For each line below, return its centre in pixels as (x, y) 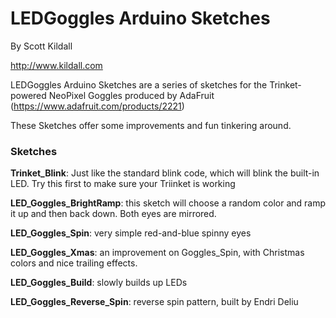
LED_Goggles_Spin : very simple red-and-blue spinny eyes (131, 233)
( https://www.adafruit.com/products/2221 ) (97, 106)
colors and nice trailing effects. (74, 263)
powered (28, 95)
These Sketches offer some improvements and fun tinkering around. (151, 125)
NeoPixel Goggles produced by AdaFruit (131, 95)
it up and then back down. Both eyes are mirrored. (113, 214)
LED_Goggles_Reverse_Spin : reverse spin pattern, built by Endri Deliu (154, 302)
